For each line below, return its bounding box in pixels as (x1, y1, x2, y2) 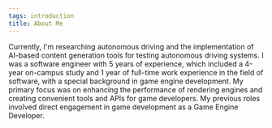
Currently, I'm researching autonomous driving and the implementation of (8, 41, 254, 51)
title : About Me (8, 19, 63, 28)
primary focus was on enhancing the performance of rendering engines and (8, 84, 263, 94)
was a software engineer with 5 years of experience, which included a (8, 58, 244, 69)
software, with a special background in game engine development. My (8, 76, 244, 86)
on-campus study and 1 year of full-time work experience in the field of (24, 67, 264, 77)
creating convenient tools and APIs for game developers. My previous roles (8, 93, 261, 103)
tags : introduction (8, 11, 75, 20)
